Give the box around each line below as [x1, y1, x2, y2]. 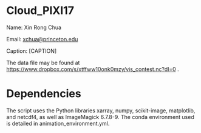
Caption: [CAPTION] [6, 47, 57, 55]
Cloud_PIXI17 [6, 4, 75, 18]
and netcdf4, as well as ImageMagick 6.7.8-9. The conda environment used [6, 113, 194, 120]
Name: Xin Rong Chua [6, 24, 62, 31]
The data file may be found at [6, 59, 80, 66]
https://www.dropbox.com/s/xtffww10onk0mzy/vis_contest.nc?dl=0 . [6, 65, 179, 73]
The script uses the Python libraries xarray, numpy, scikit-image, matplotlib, [6, 107, 196, 114]
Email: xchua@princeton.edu [6, 35, 78, 43]
